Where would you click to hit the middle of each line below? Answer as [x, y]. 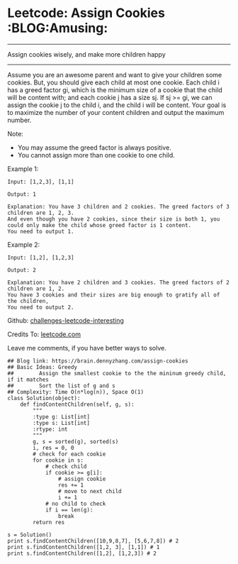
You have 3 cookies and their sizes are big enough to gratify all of [114, 295]
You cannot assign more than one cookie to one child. [96, 155]
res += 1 [70, 485]
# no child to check [75, 504]
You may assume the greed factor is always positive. [94, 148]
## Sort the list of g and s [61, 386]
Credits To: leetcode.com [44, 334]
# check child [66, 466]
